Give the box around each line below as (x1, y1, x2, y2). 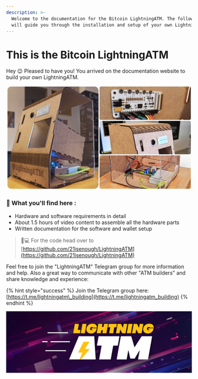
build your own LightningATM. (6, 74, 79, 81)
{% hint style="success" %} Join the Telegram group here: (6, 286, 149, 294)
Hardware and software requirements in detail (14, 212, 127, 219)
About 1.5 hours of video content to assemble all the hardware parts (14, 219, 180, 226)
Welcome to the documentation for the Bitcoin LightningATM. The (11, 15, 176, 22)
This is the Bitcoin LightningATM (6, 48, 169, 61)
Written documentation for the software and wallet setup (14, 225, 152, 232)
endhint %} (6, 299, 34, 307)
